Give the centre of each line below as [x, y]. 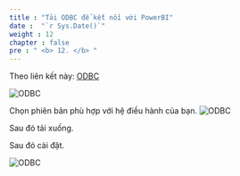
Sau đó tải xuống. [41, 128]
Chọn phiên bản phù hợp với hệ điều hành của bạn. [103, 111]
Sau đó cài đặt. [37, 146]
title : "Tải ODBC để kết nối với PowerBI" [91, 17]
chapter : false [39, 42]
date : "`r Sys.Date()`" [57, 26]
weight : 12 [31, 34]
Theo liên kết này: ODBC [54, 76]
